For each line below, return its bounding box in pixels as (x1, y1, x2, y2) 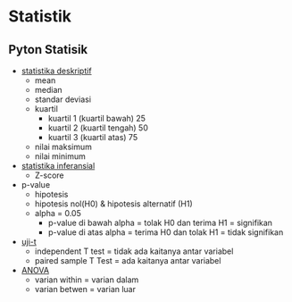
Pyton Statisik (8, 42, 88, 57)
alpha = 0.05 (34, 208, 81, 218)
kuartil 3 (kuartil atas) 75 (47, 132, 138, 142)
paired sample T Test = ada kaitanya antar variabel (34, 256, 221, 265)
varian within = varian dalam (34, 274, 139, 285)
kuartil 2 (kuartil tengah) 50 (47, 122, 148, 133)
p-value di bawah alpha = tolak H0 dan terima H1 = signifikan (47, 217, 273, 228)
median (34, 85, 63, 95)
